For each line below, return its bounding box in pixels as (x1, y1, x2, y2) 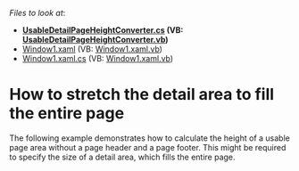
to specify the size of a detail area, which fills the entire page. (9, 151, 236, 162)
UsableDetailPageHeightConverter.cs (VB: (21, 25, 184, 35)
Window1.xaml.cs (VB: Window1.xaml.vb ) (21, 53, 174, 63)
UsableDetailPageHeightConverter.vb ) (21, 35, 169, 45)
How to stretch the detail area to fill (9, 85, 275, 105)
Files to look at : (9, 8, 66, 18)
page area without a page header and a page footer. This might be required (9, 142, 287, 152)
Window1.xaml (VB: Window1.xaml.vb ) (21, 44, 163, 54)
